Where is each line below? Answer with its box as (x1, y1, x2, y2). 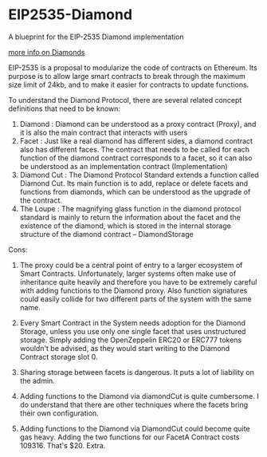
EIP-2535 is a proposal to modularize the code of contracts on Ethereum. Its (8, 62, 257, 73)
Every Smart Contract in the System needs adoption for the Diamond (19, 317, 245, 328)
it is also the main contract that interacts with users (19, 128, 188, 137)
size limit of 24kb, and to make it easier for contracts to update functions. (8, 80, 249, 89)
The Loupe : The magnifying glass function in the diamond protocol (19, 203, 241, 213)
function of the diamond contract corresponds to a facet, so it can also (19, 153, 253, 163)
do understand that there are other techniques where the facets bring (19, 400, 249, 409)
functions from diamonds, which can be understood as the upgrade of (19, 187, 251, 196)
